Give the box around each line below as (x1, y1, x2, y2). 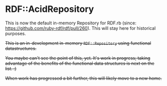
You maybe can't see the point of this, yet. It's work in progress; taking (5, 55, 151, 61)
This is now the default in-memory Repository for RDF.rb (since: (5, 20, 137, 26)
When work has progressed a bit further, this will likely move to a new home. (5, 75, 162, 81)
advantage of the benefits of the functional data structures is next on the (5, 60, 155, 66)
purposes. (5, 30, 26, 36)
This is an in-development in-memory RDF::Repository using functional (5, 40, 152, 46)
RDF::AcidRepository (5, 3, 94, 15)
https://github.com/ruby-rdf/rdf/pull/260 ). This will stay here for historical (5, 25, 156, 31)
